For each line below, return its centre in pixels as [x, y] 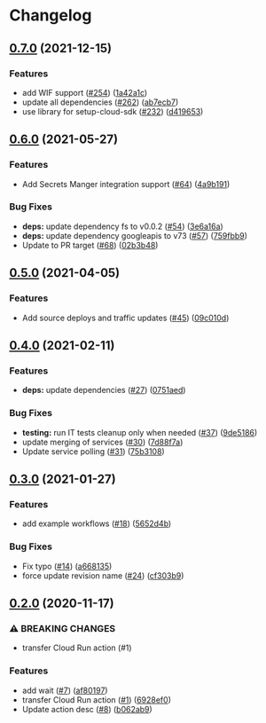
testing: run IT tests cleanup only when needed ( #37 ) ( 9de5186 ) [140, 432]
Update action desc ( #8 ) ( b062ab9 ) [87, 709]
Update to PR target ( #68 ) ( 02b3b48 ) [90, 245]
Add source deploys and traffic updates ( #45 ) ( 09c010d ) [125, 318]
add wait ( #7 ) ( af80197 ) [65, 690]
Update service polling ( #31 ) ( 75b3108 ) [94, 451]
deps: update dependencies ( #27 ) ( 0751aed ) [104, 390]
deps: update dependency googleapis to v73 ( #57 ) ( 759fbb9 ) [135, 235]
